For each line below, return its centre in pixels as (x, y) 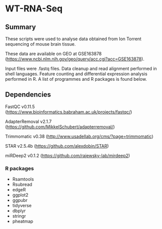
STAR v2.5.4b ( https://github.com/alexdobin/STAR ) (57, 146)
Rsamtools (23, 179)
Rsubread (22, 184)
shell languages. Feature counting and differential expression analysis (76, 74)
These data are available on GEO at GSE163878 (54, 54)
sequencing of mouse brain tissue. (40, 44)
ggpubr (20, 200)
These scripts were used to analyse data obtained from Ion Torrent (73, 39)
